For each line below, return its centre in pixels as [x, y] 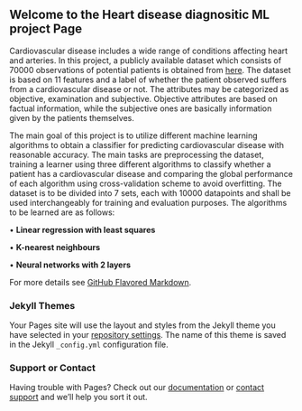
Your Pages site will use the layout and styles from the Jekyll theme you [143, 325]
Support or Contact [53, 368]
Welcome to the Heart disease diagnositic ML [140, 15]
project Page [46, 29]
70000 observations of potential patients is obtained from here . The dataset [150, 70]
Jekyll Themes [42, 305]
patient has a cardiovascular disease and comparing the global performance [151, 173]
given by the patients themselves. [72, 117]
